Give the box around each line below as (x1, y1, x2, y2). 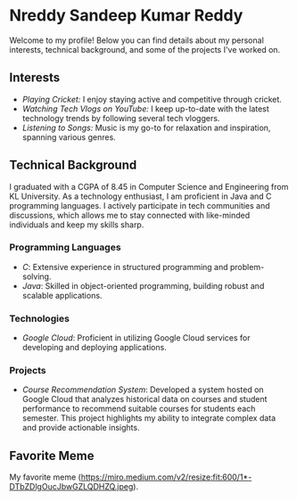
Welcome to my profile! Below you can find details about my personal (9, 35, 265, 45)
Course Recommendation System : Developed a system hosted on (21, 384, 265, 395)
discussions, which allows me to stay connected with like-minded (9, 209, 251, 220)
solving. (21, 271, 52, 282)
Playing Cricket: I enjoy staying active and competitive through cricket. (21, 94, 283, 104)
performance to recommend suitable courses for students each (21, 403, 256, 415)
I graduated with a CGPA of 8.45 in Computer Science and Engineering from (9, 181, 289, 192)
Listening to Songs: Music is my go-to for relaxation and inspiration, (21, 122, 271, 133)
